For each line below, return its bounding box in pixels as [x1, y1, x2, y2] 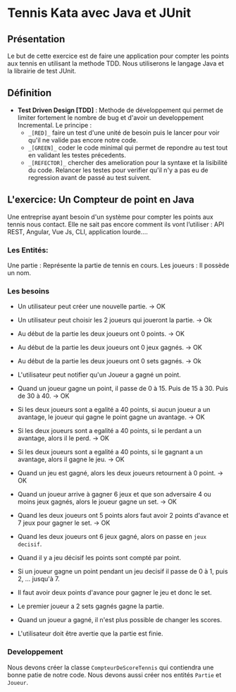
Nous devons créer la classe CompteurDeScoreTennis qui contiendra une [7, 663, 214, 672]
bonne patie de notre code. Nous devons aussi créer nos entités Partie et [7, 670, 222, 679]
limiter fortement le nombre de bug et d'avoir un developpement [17, 113, 204, 121]
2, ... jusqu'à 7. [17, 575, 60, 583]
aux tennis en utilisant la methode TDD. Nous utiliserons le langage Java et [7, 59, 224, 68]
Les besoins [7, 286, 50, 296]
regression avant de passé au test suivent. [27, 173, 151, 181]
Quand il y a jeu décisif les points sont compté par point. [17, 554, 182, 562]
